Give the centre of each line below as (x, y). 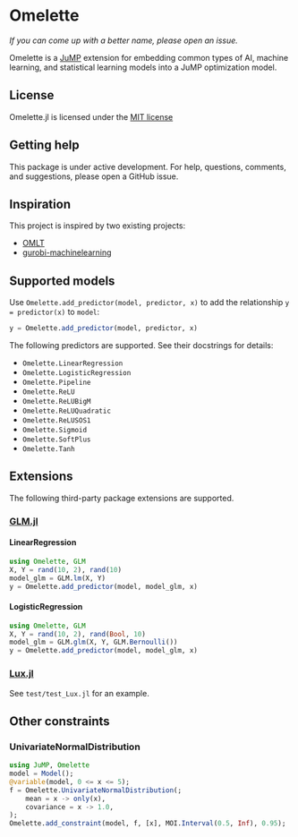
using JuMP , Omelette (50, 765)
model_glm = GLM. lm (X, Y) (57, 578)
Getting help (44, 145)
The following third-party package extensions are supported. (122, 498)
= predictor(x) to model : (55, 312)
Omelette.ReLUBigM (56, 402)
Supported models (62, 281)
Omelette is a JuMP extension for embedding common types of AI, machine (149, 57)
